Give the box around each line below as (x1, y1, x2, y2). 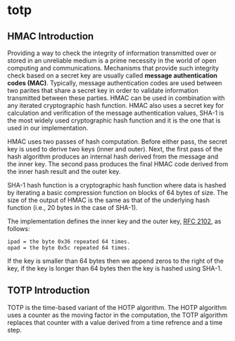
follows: (7, 225, 30, 232)
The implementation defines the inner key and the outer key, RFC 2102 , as (7, 217, 222, 225)
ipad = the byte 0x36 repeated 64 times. (7, 238, 131, 245)
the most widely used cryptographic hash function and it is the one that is (7, 116, 221, 125)
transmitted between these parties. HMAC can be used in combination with (7, 94, 225, 102)
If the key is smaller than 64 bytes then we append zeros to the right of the (7, 256, 224, 265)
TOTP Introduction (7, 285, 90, 297)
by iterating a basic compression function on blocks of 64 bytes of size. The (7, 189, 229, 197)
